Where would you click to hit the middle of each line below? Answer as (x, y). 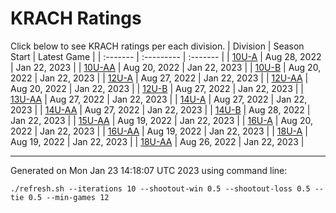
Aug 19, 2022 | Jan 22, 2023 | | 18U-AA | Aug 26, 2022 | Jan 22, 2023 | (157, 141)
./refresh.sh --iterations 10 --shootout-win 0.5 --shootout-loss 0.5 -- (167, 188)
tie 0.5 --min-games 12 (60, 197)
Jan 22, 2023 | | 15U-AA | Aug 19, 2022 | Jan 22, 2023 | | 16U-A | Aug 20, (161, 120)
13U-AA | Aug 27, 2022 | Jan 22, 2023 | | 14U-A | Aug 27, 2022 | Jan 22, (159, 99)
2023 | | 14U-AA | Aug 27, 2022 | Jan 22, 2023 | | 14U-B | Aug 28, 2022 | (160, 109)
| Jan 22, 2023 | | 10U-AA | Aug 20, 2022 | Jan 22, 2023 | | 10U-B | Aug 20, (166, 67)
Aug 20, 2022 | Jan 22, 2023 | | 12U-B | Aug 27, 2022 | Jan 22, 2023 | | (157, 88)
